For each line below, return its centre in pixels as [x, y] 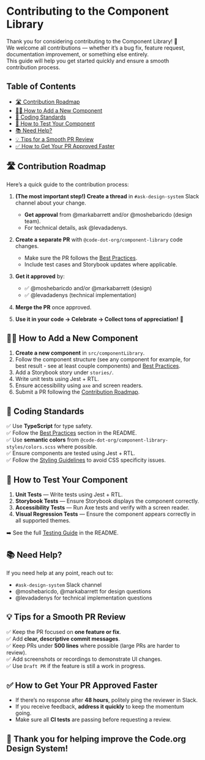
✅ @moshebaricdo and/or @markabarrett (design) [88, 288]
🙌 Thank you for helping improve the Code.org [96, 739]
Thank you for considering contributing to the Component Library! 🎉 [92, 41]
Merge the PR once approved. [53, 307]
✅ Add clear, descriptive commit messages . [63, 639]
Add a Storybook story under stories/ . [64, 372]
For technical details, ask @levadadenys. [76, 227]
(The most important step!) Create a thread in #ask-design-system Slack [107, 196]
